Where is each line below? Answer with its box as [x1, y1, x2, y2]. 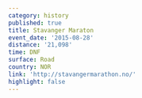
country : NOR [8, 63, 52, 71]
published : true [8, 19, 62, 27]
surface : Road [8, 56, 56, 64]
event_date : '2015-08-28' [8, 33, 94, 42]
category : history [8, 11, 69, 20]
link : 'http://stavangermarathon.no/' [8, 70, 136, 78]
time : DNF [8, 48, 41, 56]
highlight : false [8, 77, 66, 85]
